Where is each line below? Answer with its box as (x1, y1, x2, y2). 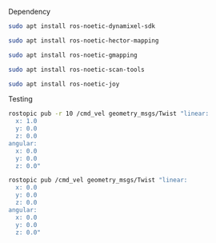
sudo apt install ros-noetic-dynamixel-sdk (8, 22, 156, 30)
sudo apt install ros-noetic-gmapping (8, 51, 138, 59)
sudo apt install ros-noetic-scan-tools (8, 66, 146, 74)
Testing (8, 94, 34, 104)
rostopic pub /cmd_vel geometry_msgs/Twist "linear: (8, 176, 188, 185)
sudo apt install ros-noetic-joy (8, 80, 120, 88)
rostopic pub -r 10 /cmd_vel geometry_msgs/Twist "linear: (8, 110, 210, 118)
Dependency (8, 7, 50, 16)
